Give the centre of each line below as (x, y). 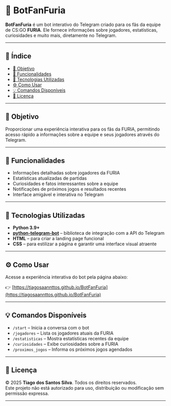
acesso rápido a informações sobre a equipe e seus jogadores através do (82, 134)
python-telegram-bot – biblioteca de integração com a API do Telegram (88, 233)
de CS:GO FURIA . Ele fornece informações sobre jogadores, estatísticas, (81, 30)
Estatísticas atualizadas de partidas (50, 179)
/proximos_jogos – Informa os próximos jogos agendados (73, 349)
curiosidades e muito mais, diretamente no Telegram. (61, 35)
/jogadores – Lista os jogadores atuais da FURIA (63, 333)
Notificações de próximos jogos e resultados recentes (69, 189)
